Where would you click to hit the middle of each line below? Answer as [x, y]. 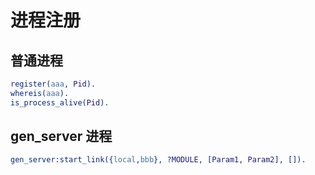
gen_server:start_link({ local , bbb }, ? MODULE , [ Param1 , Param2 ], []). [158, 160]
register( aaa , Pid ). [53, 84]
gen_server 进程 [61, 136]
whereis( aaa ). [40, 93]
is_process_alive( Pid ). [60, 102]
